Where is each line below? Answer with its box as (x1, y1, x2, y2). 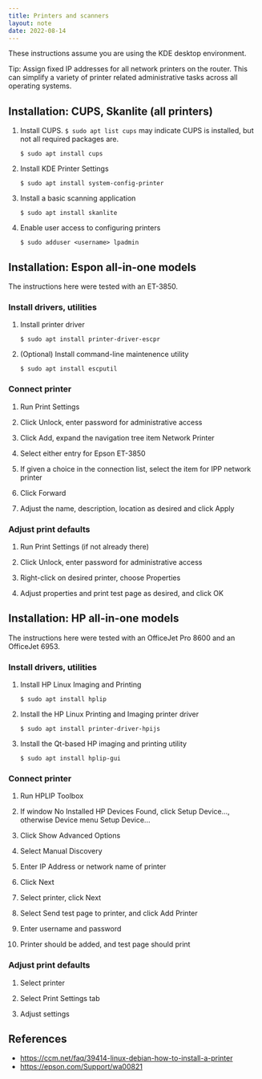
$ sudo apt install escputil (19, 365, 118, 373)
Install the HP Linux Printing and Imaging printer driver (19, 709, 200, 719)
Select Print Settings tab (19, 993, 100, 1003)
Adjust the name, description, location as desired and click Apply (19, 503, 235, 513)
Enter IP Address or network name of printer (19, 862, 167, 871)
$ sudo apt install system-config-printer (19, 180, 164, 188)
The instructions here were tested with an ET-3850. (8, 282, 179, 291)
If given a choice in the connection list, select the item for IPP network (19, 464, 252, 473)
